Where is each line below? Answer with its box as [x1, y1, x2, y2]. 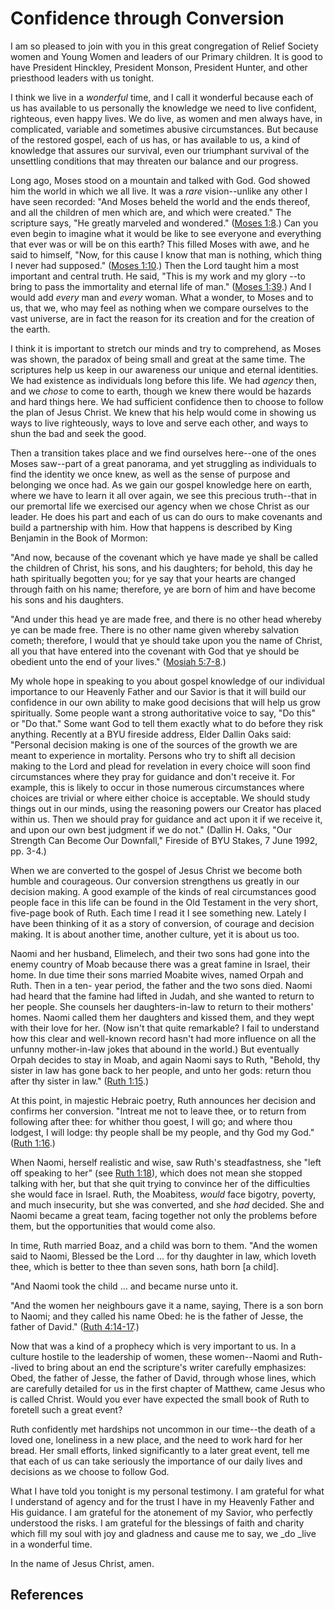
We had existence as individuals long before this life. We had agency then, [10, 374, 317, 386]
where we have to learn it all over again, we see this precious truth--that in [10, 489, 317, 501]
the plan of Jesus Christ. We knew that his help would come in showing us [10, 406, 317, 418]
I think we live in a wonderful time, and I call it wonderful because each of [10, 91, 314, 103]
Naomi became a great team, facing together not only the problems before [10, 1209, 318, 1221]
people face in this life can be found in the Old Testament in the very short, [10, 896, 319, 908]
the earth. [10, 323, 51, 335]
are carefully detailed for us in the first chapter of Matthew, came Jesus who [10, 1382, 326, 1394]
